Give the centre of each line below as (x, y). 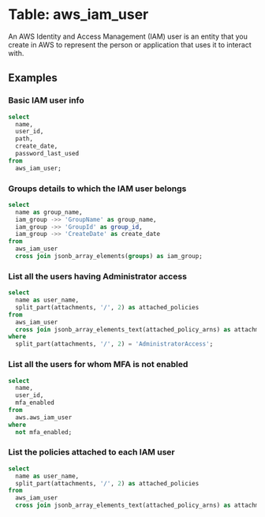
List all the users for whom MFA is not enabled (98, 365)
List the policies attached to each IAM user (91, 452)
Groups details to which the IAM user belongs (97, 189)
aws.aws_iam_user (44, 417)
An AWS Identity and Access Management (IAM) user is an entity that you (128, 36)
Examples (33, 78)
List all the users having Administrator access (98, 276)
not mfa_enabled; (44, 432)
